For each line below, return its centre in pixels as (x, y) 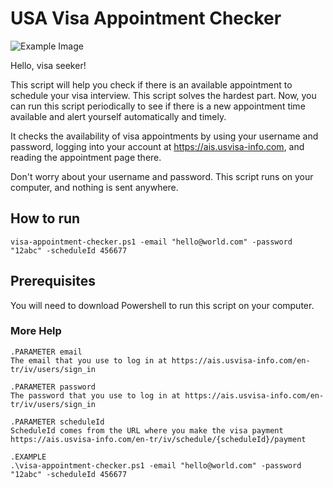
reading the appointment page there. (86, 157)
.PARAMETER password (53, 387)
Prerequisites (53, 281)
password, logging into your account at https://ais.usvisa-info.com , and (157, 146)
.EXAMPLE (28, 457)
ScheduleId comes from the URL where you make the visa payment (147, 430)
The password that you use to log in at (96, 395)
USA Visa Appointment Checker (146, 18)
